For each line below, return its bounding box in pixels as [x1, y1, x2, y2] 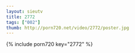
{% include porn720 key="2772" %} [6, 41, 94, 48]
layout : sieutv [6, 8, 43, 15]
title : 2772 [6, 14, 35, 20]
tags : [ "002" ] [6, 19, 41, 25]
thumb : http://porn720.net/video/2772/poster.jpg [6, 24, 130, 31]
